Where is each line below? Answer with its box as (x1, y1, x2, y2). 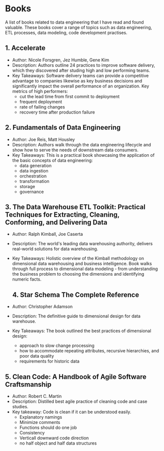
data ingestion (19, 168, 48, 173)
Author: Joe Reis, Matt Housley (12, 136, 75, 142)
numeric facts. (12, 276, 42, 282)
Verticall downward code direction (19, 435, 89, 441)
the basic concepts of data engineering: (12, 157, 93, 163)
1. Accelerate (5, 44, 46, 52)
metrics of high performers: (12, 88, 68, 94)
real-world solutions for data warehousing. (12, 246, 98, 252)
